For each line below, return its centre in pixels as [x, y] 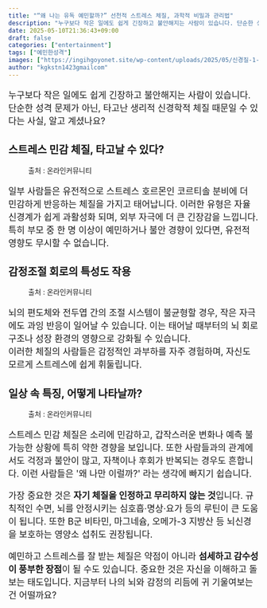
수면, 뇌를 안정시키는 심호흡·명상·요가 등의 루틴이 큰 [137, 509]
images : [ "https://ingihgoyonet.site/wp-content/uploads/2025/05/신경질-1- [134, 61]
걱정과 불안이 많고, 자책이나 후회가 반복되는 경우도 [127, 461]
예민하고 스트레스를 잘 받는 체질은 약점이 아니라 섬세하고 [120, 557]
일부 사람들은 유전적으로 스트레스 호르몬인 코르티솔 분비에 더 [128, 191]
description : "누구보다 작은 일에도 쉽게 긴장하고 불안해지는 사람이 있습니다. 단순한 [131, 23]
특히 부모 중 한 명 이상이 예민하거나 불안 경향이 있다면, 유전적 [129, 230]
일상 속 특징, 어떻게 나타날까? [75, 393]
